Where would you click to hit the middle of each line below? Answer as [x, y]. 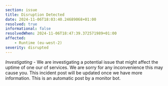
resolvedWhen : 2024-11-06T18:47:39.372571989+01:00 [61, 33]
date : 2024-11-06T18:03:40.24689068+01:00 [51, 19]
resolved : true [21, 24]
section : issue [21, 10]
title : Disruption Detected [35, 15]
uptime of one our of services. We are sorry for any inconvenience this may [84, 67]
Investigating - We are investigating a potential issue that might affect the [82, 62]
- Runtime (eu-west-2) [38, 43]
